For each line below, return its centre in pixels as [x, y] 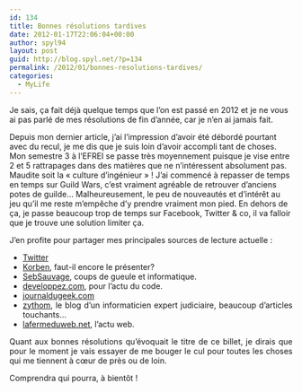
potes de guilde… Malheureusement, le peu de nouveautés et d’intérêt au [145, 194]
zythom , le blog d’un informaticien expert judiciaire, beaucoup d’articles [157, 305]
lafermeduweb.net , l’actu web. [78, 324]
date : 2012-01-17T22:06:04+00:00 [72, 34]
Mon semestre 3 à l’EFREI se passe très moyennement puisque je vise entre [150, 156]
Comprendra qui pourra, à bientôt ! [74, 378]
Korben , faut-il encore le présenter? [89, 266]
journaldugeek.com [58, 295]
